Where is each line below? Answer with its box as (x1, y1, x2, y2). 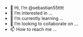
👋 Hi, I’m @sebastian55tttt (10, 5, 64, 10)
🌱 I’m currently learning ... (10, 15, 64, 21)
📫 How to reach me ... (10, 26, 57, 32)
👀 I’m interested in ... (10, 10, 53, 16)
